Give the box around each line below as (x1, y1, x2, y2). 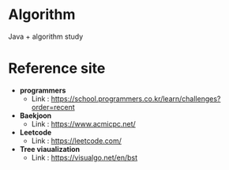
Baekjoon (19, 111, 52, 120)
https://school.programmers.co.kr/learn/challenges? (51, 93, 221, 104)
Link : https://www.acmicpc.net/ (31, 119, 136, 128)
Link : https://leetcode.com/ (31, 136, 122, 145)
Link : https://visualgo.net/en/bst (31, 153, 138, 162)
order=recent (31, 102, 75, 111)
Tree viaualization (19, 144, 81, 153)
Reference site (8, 59, 106, 77)
